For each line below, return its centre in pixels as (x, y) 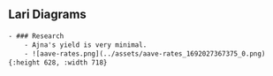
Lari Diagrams (48, 15)
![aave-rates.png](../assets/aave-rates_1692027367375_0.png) (148, 53)
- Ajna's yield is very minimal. (86, 45)
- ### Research (36, 36)
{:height (24, 62)
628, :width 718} (76, 62)
